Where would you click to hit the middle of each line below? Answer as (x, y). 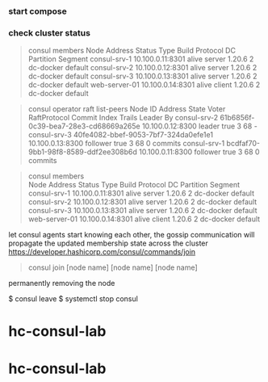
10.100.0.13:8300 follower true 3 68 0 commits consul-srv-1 (126, 144)
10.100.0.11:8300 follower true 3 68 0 (199, 152)
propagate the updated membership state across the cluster (108, 243)
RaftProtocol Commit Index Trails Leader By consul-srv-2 (123, 118)
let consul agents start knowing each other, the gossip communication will (132, 235)
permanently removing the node (62, 283)
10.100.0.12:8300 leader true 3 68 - (200, 126)
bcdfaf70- (243, 144)
